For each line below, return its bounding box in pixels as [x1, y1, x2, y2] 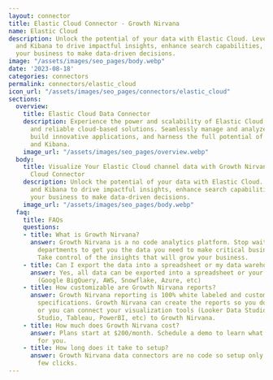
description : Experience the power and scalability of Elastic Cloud [23, 118, 264, 126]
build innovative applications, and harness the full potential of [29, 132, 264, 140]
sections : [8, 95, 42, 103]
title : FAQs [23, 216, 63, 224]
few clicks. [37, 359, 79, 368]
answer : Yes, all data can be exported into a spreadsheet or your [29, 269, 264, 277]
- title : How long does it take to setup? [23, 344, 169, 352]
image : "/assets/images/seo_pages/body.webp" [8, 58, 165, 66]
